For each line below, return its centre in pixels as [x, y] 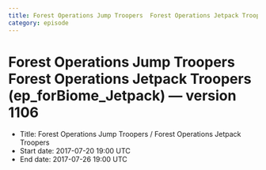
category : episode [38, 23]
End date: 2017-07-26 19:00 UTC [74, 160]
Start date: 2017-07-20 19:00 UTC [75, 151]
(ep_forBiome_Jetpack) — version [122, 95]
